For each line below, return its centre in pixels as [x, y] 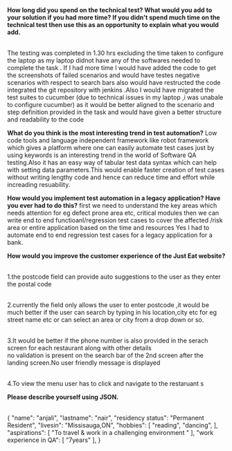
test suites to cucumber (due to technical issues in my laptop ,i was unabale [115, 97]
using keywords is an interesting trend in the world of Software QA [102, 155]
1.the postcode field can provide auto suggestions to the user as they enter [114, 277]
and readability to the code [46, 120]
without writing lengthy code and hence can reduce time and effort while [111, 177]
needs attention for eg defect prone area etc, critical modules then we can [113, 213]
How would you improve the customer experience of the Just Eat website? [116, 256]
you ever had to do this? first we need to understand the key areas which [112, 205]
